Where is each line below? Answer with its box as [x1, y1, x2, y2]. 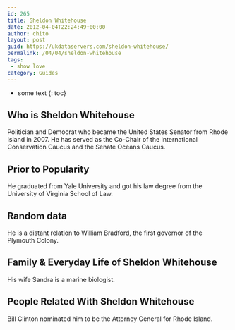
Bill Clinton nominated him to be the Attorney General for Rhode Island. [7, 314, 213, 323]
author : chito [7, 30, 49, 37]
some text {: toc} [17, 89, 67, 97]
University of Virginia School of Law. [7, 190, 113, 198]
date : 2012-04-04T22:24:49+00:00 [7, 23, 106, 30]
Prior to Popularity [7, 163, 90, 175]
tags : [7, 56, 23, 63]
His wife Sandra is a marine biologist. [7, 275, 115, 283]
